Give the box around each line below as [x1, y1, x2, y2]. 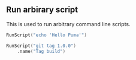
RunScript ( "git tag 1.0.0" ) [6, 43, 77, 49]
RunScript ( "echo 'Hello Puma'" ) [6, 32, 87, 38]
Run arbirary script [6, 5, 78, 15]
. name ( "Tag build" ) [17, 48, 66, 54]
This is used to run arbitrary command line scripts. [6, 20, 131, 27]
